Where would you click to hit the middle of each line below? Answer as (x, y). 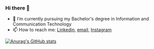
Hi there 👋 (18, 8)
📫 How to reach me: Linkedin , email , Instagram (62, 30)
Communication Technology (42, 24)
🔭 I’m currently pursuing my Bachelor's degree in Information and (81, 19)
